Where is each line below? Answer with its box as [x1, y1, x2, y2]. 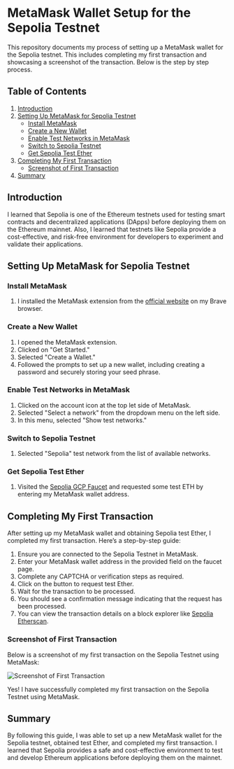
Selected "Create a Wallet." [17, 352, 96, 361]
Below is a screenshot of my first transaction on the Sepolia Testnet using [7, 650, 219, 659]
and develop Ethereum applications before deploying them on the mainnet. [7, 754, 222, 762]
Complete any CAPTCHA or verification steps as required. [17, 572, 184, 581]
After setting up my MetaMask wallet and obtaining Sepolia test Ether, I [7, 529, 212, 537]
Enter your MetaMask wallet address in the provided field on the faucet [17, 557, 222, 566]
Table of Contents [7, 85, 87, 97]
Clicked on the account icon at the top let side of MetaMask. [17, 401, 191, 409]
